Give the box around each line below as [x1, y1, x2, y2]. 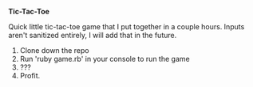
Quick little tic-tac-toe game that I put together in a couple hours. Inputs [8, 22, 245, 31]
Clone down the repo [19, 46, 89, 55]
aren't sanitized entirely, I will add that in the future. [8, 31, 177, 40]
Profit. [19, 71, 41, 80]
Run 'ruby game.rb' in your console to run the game [19, 55, 190, 63]
